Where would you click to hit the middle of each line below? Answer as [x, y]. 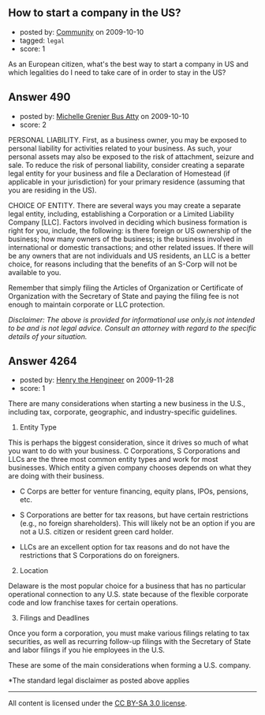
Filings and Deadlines [54, 618]
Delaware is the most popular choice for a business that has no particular [127, 586]
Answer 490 [39, 97]
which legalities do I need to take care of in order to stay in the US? [117, 72]
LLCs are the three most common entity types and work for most [113, 460]
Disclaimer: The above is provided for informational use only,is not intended [131, 319]
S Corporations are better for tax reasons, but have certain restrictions [134, 515]
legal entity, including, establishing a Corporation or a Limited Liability [121, 214]
